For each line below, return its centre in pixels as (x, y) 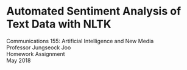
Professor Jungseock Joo (39, 47)
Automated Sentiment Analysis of (94, 11)
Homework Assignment (36, 54)
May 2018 (19, 60)
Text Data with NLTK (59, 24)
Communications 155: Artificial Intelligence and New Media (80, 41)
